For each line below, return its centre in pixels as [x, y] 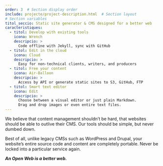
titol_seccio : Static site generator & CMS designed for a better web [79, 23]
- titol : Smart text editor [38, 87]
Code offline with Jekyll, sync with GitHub [64, 46]
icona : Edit [26, 91]
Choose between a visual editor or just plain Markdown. [77, 101]
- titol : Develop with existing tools [49, 32]
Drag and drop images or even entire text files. [70, 105]
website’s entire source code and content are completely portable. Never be [82, 144]
